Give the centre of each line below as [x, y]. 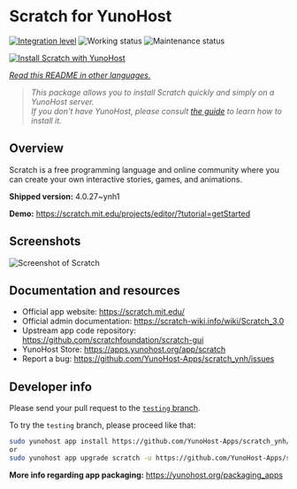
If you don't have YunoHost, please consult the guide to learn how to [156, 111]
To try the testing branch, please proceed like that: [103, 425]
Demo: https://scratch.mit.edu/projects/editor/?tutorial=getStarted [129, 213]
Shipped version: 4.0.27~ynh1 [65, 196]
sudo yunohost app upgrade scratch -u [80, 458]
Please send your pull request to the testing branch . [105, 408]
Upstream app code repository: [79, 330]
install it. [46, 120]
